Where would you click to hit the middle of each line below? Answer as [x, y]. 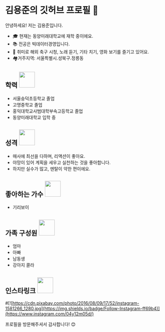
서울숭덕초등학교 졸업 [33, 98]
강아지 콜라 [23, 265]
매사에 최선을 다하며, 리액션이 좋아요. [49, 156]
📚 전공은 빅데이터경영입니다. [41, 44]
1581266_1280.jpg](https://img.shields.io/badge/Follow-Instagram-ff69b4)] [82, 309]
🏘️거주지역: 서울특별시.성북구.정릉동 [48, 58]
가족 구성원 [21, 233]
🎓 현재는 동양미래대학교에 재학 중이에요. [53, 36]
